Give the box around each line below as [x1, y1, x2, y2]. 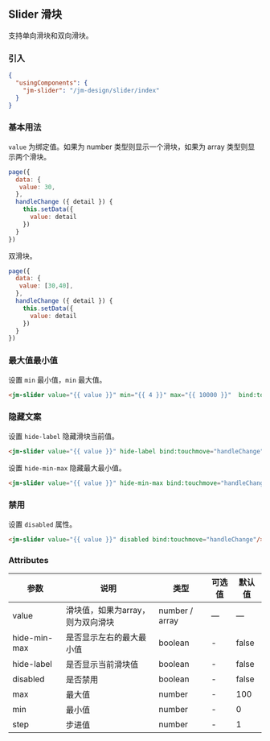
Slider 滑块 [8, 7, 63, 22]
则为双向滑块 [65, 616, 115, 627]
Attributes [8, 554, 49, 565]
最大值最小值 [8, 355, 59, 366]
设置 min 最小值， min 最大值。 [8, 375, 107, 384]
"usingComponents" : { [15, 79, 88, 87]
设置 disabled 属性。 [8, 519, 77, 529]
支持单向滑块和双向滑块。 [8, 31, 93, 40]
